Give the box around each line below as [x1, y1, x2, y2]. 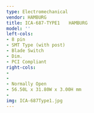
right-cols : [6, 64, 36, 71]
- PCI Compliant [6, 59, 47, 65]
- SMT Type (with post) [6, 42, 66, 48]
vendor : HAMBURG [6, 14, 47, 20]
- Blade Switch [6, 48, 44, 54]
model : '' [6, 25, 31, 32]
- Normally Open [6, 81, 47, 87]
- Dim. [6, 53, 23, 59]
